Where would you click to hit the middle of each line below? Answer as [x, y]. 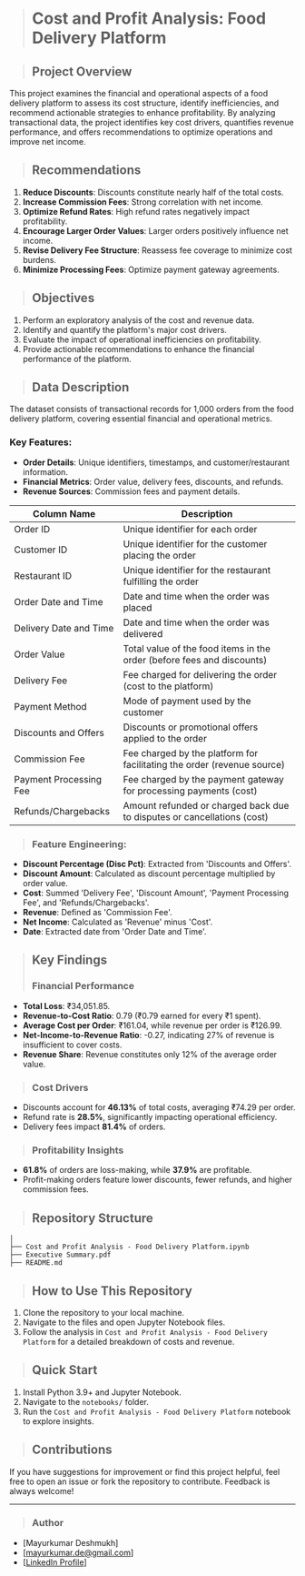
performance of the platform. [77, 359]
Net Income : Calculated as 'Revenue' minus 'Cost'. [118, 922]
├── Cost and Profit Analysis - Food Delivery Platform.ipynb [129, 1247]
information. [45, 471]
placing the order [160, 555]
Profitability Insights [78, 1150]
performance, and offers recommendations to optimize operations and [141, 132]
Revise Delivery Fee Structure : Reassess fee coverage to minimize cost [157, 250]
